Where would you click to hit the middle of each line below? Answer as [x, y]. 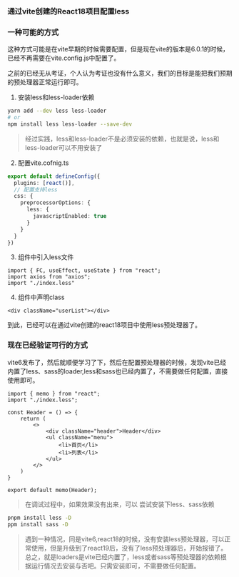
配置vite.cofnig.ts [43, 163]
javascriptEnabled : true [70, 216]
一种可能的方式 [33, 32]
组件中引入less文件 [46, 257]
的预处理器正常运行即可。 [45, 82]
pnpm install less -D [40, 518]
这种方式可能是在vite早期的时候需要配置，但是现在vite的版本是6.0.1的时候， [118, 49]
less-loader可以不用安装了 [63, 147]
